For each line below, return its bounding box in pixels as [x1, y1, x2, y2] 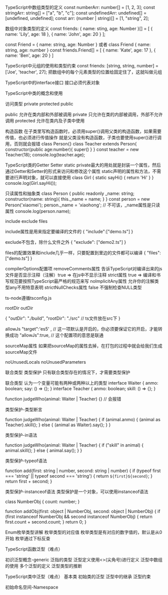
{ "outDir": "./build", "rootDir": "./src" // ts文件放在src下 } [5, 315, 121, 321]
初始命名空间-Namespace [5, 584, 58, 590]
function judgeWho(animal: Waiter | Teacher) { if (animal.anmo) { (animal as [5, 417, 161, 422]
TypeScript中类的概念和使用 [5, 90, 63, 96]
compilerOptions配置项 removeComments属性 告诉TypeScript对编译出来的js [5, 266, 162, 271]
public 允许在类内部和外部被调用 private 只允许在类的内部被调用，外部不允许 [5, 111, 163, 117]
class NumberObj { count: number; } [5, 499, 80, 505]
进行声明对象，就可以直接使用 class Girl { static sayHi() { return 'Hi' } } [9, 174, 154, 180]
